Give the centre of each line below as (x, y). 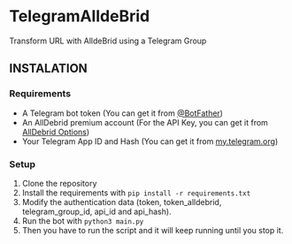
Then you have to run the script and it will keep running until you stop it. (153, 230)
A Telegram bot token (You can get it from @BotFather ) (123, 113)
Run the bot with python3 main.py (83, 221)
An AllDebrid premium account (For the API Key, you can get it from (145, 122)
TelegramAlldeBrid (80, 16)
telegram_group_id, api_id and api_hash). (96, 211)
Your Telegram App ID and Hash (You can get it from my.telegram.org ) (150, 141)
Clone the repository (59, 183)
